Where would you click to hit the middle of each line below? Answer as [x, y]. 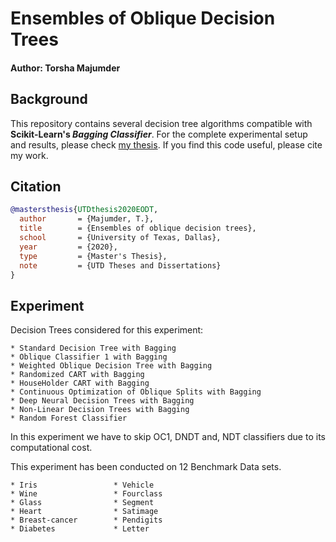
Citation [36, 186]
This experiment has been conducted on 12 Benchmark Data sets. [146, 467]
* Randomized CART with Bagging [77, 375]
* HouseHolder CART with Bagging [80, 383]
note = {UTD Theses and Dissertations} [120, 265]
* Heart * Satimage [84, 512]
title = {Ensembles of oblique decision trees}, [138, 228]
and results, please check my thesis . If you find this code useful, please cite [166, 144]
